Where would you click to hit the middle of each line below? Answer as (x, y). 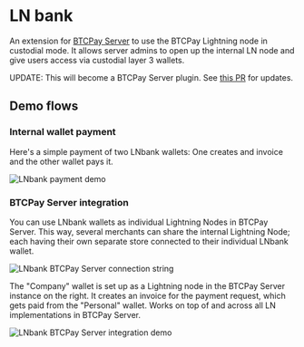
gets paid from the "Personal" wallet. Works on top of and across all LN (143, 305)
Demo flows (44, 106)
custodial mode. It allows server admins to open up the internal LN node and (152, 50)
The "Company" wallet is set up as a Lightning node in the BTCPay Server (147, 285)
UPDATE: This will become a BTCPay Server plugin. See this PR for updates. (151, 77)
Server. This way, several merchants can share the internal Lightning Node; (150, 231)
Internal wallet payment (63, 132)
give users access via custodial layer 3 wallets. (97, 60)
